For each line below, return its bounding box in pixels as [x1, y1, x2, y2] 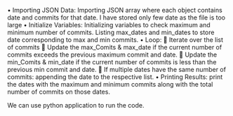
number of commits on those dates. [7, 87, 111, 96]
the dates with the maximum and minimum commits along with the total [7, 80, 213, 88]
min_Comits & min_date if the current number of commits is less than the [7, 58, 217, 66]
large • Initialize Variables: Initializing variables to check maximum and [7, 21, 211, 29]
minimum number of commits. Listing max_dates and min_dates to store [7, 28, 215, 36]
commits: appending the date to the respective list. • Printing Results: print [7, 73, 223, 81]
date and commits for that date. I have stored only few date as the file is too [7, 13, 226, 22]
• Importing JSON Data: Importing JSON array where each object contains [7, 6, 222, 14]
